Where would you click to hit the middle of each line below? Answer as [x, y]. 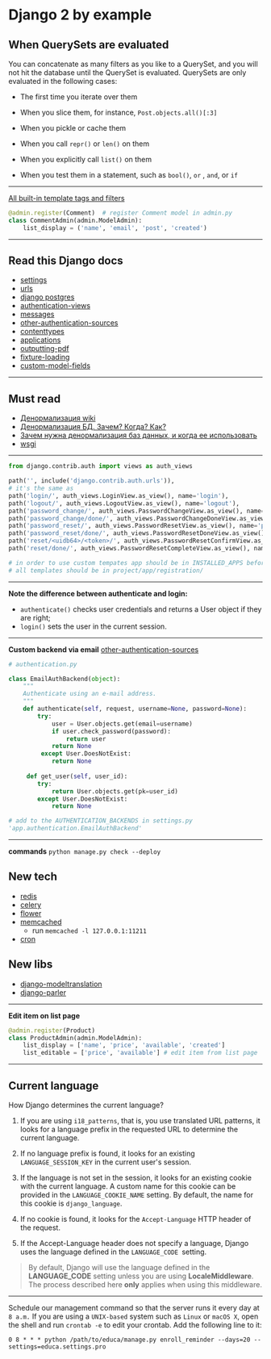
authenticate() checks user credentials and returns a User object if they [141, 609]
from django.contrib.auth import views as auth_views [101, 466]
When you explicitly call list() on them [86, 159]
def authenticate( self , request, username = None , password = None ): [135, 709]
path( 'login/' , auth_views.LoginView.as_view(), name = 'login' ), [119, 496]
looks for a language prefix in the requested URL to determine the [129, 1129]
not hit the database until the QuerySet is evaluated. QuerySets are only [127, 73]
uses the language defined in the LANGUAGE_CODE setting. [113, 1252]
